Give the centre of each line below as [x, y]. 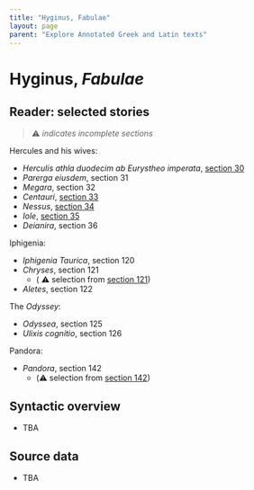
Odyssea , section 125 [63, 324]
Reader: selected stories [80, 112]
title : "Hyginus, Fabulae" [60, 18]
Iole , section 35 [51, 216]
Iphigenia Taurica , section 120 [78, 261]
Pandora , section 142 [62, 369]
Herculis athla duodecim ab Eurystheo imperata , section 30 [133, 168]
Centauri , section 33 [60, 197]
